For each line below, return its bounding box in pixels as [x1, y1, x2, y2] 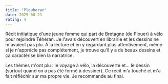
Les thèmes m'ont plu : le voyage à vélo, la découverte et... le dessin [5, 62, 150, 69]
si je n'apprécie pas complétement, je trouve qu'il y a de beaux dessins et [5, 47, 161, 53]
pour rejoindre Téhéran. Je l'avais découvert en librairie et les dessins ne [5, 36, 159, 42]
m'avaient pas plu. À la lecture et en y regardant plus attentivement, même [5, 42, 163, 48]
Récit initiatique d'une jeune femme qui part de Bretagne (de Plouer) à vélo [5, 31, 163, 37]
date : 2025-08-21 [5, 12, 43, 17]
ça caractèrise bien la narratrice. [5, 52, 74, 59]
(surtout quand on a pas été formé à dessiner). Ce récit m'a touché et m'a [5, 68, 161, 74]
